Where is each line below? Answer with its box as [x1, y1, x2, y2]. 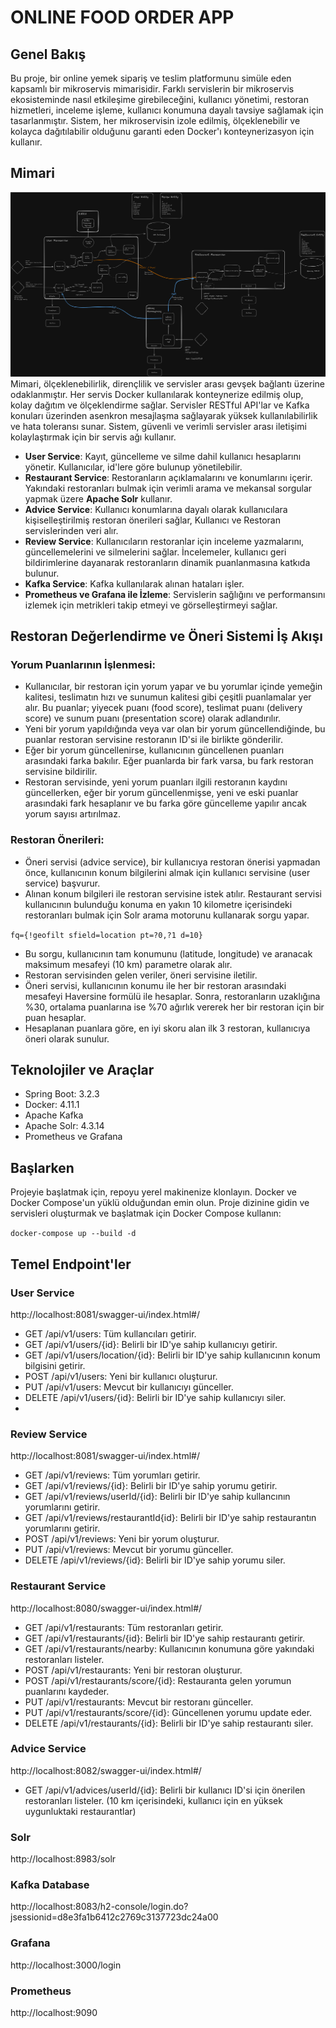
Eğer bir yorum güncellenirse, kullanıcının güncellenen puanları [24, 744, 285, 756]
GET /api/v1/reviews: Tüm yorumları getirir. [24, 1469, 201, 1481]
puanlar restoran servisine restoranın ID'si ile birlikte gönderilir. [24, 734, 284, 746]
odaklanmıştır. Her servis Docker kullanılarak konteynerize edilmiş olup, [10, 388, 304, 400]
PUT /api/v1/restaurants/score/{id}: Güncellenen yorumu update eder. [24, 1706, 313, 1718]
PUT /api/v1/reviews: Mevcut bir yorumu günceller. [24, 1544, 234, 1556]
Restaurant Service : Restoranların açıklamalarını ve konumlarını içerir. [24, 471, 313, 483]
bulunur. [24, 567, 60, 579]
